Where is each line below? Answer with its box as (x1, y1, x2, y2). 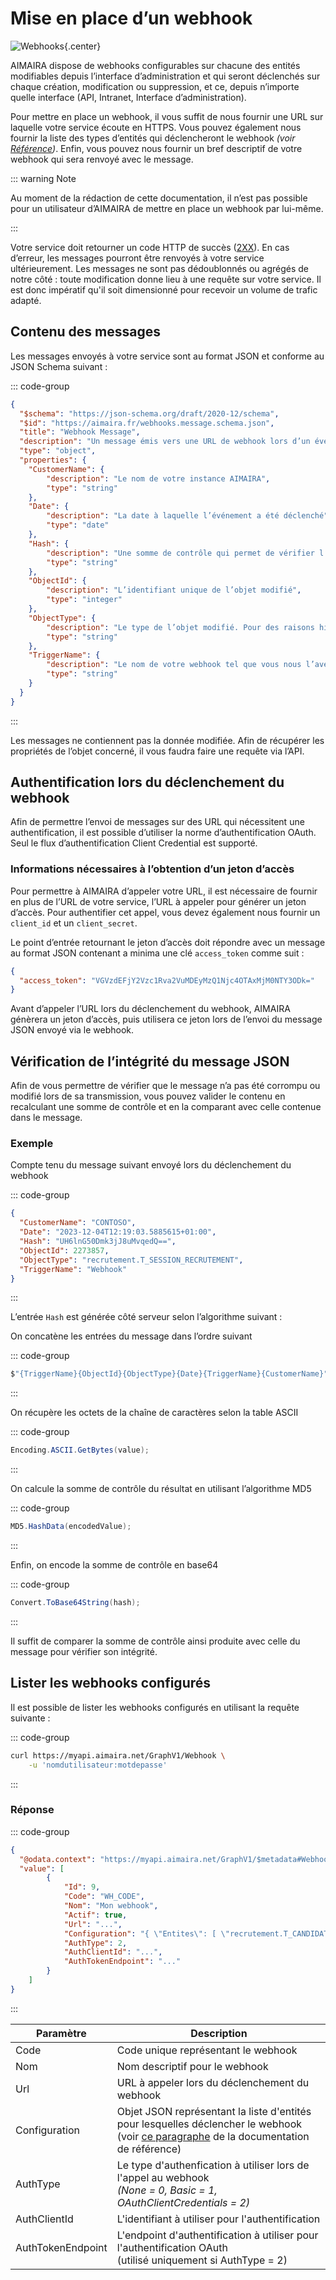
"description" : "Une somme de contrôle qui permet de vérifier (46, 548, 315, 558)
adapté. (10, 294, 42, 306)
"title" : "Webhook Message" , (19, 427, 141, 437)
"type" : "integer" (46, 595, 123, 605)
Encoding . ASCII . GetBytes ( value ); (10, 1445, 150, 1456)
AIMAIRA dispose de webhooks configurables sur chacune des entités (10, 59, 301, 71)
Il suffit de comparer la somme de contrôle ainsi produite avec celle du (10, 1635, 301, 1647)
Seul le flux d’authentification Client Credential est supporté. (10, 837, 258, 849)
